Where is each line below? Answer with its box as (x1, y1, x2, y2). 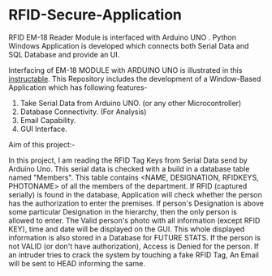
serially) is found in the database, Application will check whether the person (8, 189, 262, 199)
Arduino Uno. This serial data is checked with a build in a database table (8, 163, 250, 173)
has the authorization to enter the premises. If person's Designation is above (8, 198, 264, 208)
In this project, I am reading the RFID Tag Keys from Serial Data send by (8, 155, 248, 165)
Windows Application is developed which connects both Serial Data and (8, 40, 249, 50)
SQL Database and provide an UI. (8, 49, 120, 59)
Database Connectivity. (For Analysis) (19, 107, 147, 117)
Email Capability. (19, 115, 76, 125)
